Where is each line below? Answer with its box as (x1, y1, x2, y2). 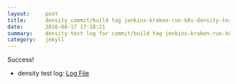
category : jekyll (7, 36, 65, 43)
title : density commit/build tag (7, 17, 121, 24)
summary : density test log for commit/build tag (7, 29, 162, 37)
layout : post (7, 10, 59, 17)
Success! (7, 55, 35, 64)
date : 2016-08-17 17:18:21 (7, 23, 106, 30)
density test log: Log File (17, 69, 90, 78)
